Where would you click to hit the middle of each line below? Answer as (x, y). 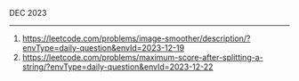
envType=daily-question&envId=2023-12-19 (103, 48)
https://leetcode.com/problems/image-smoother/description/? (136, 38)
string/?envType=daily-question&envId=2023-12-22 (117, 67)
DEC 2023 (28, 13)
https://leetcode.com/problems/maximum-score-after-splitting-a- (143, 57)
